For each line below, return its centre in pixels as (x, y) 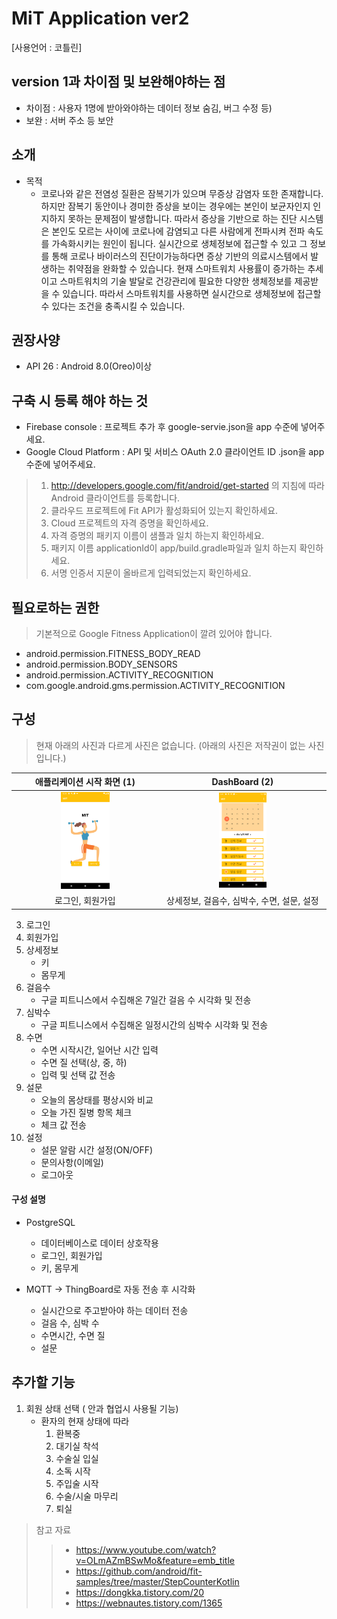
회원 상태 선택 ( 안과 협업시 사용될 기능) (102, 1408)
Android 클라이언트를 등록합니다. (115, 498)
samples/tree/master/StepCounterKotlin (157, 1581)
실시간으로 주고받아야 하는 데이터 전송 (114, 1310)
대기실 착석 (77, 1446)
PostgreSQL (50, 1222)
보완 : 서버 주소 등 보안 (69, 120)
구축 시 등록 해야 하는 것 (80, 400)
